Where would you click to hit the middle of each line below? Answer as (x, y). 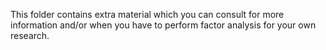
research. (30, 35)
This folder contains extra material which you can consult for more (147, 14)
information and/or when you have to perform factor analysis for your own (163, 25)
